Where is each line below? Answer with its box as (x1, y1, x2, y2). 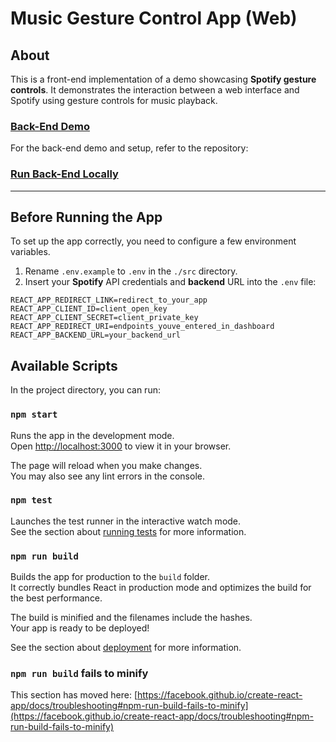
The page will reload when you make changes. (10, 459, 203, 471)
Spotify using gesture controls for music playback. (10, 95, 218, 106)
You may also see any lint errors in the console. (10, 470, 205, 482)
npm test (10, 495, 53, 506)
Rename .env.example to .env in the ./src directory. (24, 265, 238, 277)
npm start (10, 409, 58, 421)
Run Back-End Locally (10, 167, 119, 181)
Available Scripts (10, 357, 118, 374)
